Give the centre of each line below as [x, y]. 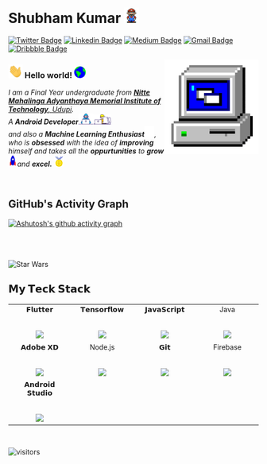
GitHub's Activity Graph [68, 205]
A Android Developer [44, 122]
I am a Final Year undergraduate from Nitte [79, 93]
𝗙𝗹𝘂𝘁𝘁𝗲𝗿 [40, 310]
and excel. [35, 164]
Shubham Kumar [65, 18]
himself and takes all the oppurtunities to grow [86, 151]
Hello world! [48, 75]
